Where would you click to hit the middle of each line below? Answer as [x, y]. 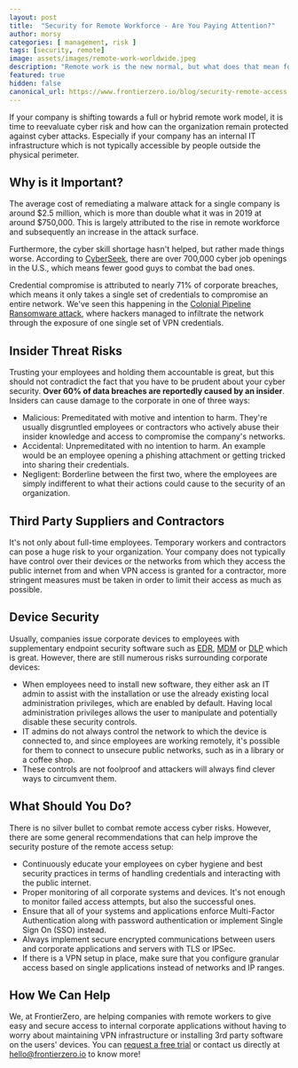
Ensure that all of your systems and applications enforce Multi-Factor [148, 911]
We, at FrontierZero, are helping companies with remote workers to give [141, 1017]
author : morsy [35, 34]
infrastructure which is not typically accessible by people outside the [135, 145]
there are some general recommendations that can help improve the [133, 837]
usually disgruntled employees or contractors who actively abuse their [150, 428]
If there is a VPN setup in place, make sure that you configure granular [150, 958]
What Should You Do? [71, 807]
